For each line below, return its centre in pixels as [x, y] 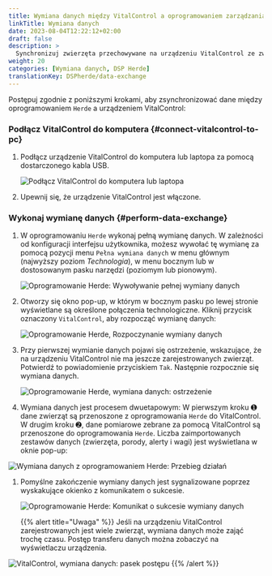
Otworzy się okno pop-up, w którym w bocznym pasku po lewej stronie [139, 302]
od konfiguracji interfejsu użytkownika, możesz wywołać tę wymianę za [140, 244]
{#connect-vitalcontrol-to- [205, 129]
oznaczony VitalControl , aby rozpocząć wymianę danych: [118, 319]
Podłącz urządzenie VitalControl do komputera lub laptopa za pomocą [137, 157]
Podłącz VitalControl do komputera [79, 129]
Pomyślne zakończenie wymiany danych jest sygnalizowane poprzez [135, 482]
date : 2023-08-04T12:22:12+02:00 [65, 31]
